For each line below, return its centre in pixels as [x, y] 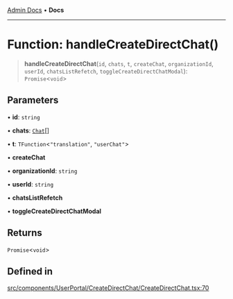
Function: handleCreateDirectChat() [113, 45]
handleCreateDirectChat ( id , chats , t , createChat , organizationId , [119, 63]
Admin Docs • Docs [36, 10]
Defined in [30, 271]
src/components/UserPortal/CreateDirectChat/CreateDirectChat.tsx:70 [108, 288]
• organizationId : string [42, 171]
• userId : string [31, 184]
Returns [25, 233]
